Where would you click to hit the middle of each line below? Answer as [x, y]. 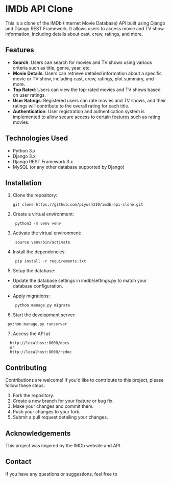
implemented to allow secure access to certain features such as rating [87, 117]
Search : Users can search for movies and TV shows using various [82, 62]
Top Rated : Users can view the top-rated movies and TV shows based [87, 90]
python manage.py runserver [37, 324]
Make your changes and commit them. [53, 406]
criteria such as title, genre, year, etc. [52, 68]
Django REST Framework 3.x [43, 161]
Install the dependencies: [39, 252]
